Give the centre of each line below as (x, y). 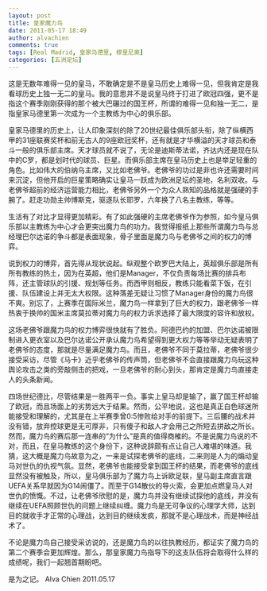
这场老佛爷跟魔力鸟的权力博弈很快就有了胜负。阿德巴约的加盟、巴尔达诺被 (130, 330)
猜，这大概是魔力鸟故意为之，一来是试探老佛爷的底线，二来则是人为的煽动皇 (133, 456)
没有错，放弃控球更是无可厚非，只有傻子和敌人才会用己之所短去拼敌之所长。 (133, 426)
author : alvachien (39, 38)
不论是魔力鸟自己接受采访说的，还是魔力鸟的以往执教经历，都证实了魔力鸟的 (133, 542)
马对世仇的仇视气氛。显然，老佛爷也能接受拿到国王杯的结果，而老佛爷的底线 (133, 465)
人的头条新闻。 (33, 379)
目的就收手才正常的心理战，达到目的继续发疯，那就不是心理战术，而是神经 (130, 515)
